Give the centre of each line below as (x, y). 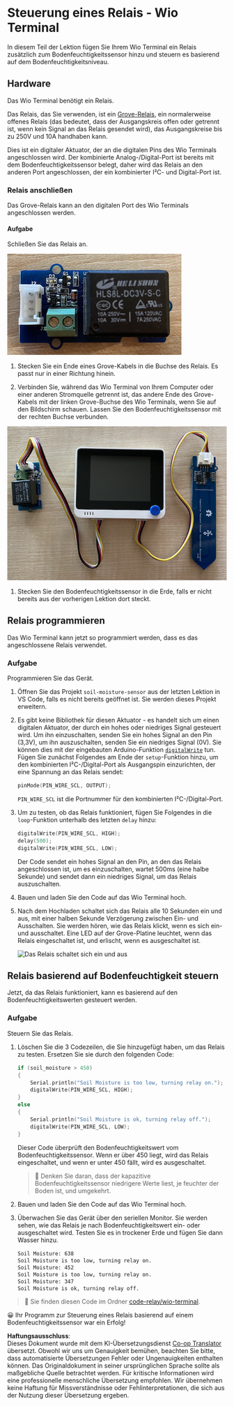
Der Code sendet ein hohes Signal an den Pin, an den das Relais (109, 861)
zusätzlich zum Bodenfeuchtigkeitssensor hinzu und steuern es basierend (114, 54)
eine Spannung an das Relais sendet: (70, 772)
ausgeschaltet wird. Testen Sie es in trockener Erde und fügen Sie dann (120, 1232)
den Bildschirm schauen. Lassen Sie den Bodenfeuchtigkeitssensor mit (119, 409)
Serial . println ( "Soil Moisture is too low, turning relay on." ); (127, 1082)
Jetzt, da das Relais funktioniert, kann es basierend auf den (93, 992)
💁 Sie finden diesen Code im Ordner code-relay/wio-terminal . (112, 1301)
